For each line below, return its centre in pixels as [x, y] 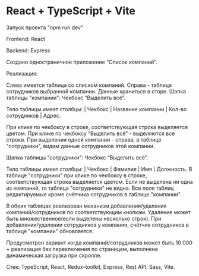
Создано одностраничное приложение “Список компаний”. [82, 62]
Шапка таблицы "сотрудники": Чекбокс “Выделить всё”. [77, 157]
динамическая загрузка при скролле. [54, 255]
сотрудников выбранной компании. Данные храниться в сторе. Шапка [96, 91]
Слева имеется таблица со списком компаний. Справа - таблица [89, 85]
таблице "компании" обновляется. [50, 231]
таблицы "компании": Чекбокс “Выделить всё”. [66, 98]
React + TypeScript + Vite [71, 11]
